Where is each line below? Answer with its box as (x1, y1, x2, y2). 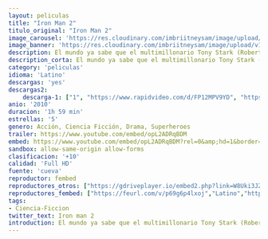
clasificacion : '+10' (8, 152, 81, 160)
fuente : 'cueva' (8, 167, 62, 175)
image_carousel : (8, 33, 62, 42)
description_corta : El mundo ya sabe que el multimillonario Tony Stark (8, 57, 255, 65)
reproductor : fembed (8, 174, 77, 183)
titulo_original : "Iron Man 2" (8, 26, 112, 34)
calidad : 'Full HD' (8, 160, 73, 168)
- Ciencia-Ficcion (8, 204, 69, 212)
